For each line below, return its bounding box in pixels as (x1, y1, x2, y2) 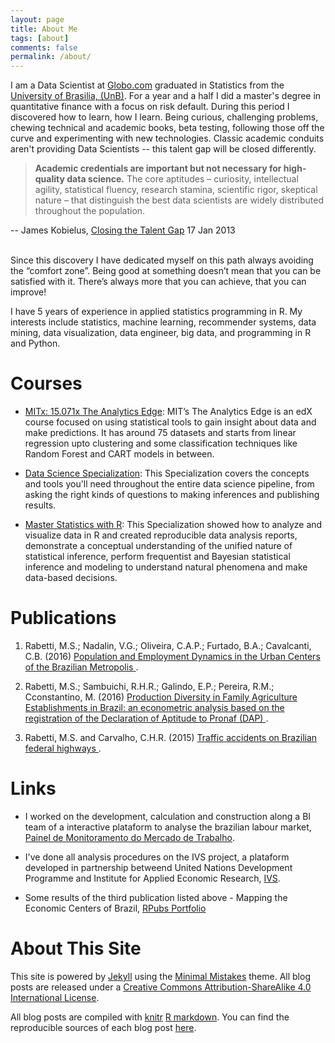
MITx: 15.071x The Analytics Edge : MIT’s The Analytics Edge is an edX (24, 406, 313, 418)
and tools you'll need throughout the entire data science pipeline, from (24, 478, 315, 490)
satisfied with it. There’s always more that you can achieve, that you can (10, 276, 307, 288)
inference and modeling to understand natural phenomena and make (24, 561, 308, 573)
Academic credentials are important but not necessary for (34, 162, 282, 175)
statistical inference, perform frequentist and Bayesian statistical (24, 551, 291, 563)
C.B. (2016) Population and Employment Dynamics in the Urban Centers (24, 651, 321, 662)
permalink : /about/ (10, 52, 92, 62)
